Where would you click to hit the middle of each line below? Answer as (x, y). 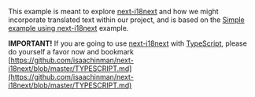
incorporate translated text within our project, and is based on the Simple (127, 20)
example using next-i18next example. (68, 28)
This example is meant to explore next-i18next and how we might (113, 11)
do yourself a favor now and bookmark (71, 52)
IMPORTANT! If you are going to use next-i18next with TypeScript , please (128, 43)
